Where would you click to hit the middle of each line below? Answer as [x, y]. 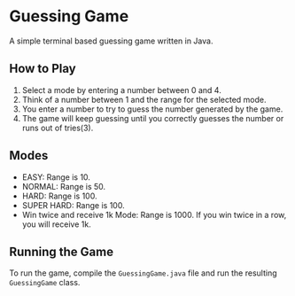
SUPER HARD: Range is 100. [74, 205]
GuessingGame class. [45, 283]
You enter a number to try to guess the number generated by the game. [152, 109]
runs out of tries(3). [58, 128]
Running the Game [61, 251]
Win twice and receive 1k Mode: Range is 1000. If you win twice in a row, [154, 214]
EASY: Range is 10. [56, 177]
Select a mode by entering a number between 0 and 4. [121, 90]
